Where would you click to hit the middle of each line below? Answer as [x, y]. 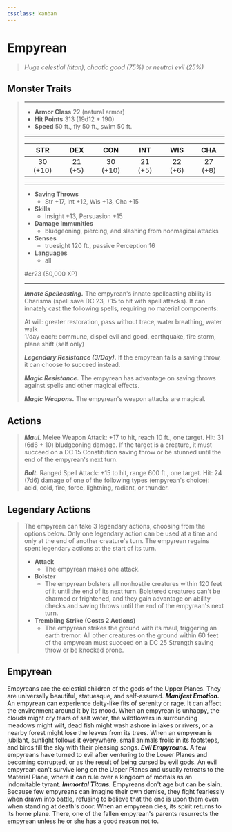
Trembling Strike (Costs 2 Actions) [85, 620]
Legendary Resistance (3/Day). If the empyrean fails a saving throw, [123, 357]
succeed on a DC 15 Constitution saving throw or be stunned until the [123, 452]
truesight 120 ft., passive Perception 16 [100, 246]
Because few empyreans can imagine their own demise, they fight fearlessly [116, 791]
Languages [51, 253]
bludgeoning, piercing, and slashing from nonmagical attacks [132, 231]
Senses [45, 238]
